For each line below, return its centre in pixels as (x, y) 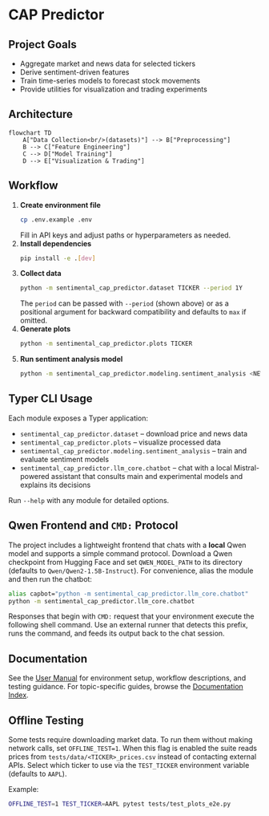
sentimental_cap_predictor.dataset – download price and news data (134, 433)
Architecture (41, 114)
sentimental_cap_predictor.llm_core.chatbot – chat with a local (126, 468)
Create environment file (60, 205)
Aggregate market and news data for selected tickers (108, 63)
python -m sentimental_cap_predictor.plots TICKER (106, 344)
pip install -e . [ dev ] (58, 258)
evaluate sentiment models (64, 459)
